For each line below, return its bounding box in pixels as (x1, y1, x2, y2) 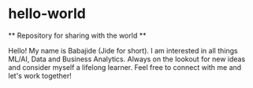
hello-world (8, 5, 87, 23)
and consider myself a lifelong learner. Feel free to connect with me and (8, 62, 242, 71)
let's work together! (8, 71, 73, 80)
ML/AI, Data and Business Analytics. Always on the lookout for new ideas (8, 54, 246, 64)
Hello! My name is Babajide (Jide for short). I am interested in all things (8, 46, 238, 55)
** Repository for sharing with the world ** (8, 31, 147, 40)
